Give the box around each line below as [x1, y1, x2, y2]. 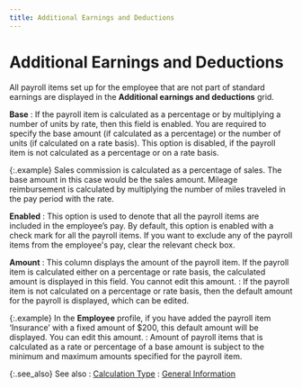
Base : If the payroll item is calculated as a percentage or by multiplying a [9, 109, 281, 120]
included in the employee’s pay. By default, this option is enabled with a [9, 220, 274, 230]
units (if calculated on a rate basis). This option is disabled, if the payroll [9, 137, 276, 149]
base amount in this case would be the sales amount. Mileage [9, 174, 238, 185]
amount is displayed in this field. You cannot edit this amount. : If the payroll [9, 275, 289, 286]
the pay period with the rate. [9, 193, 114, 203]
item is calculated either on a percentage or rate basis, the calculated [9, 266, 266, 277]
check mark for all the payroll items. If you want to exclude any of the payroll [9, 230, 293, 240]
